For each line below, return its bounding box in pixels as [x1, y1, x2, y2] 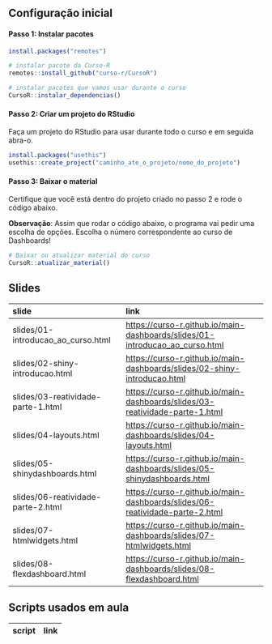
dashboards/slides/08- [125, 563, 215, 574]
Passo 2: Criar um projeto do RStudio [8, 109, 135, 118]
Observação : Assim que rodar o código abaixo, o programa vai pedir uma [8, 219, 255, 228]
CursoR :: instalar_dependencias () [8, 92, 121, 100]
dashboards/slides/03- [125, 396, 215, 407]
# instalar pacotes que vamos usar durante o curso [8, 84, 186, 92]
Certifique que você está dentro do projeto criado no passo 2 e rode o [8, 194, 243, 204]
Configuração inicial [8, 6, 113, 20]
